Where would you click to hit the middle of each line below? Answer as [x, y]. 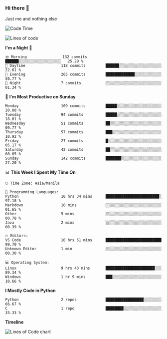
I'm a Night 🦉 [19, 48]
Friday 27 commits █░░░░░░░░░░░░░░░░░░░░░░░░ [83, 141]
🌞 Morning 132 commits [46, 57]
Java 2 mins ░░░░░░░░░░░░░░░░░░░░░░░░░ [83, 223]
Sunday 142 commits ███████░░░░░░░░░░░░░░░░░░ [83, 159]
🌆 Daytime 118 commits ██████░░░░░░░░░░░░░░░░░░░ [83, 66]
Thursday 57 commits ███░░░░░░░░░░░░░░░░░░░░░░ [83, 132]
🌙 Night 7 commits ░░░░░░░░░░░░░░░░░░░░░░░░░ [83, 83]
